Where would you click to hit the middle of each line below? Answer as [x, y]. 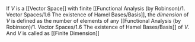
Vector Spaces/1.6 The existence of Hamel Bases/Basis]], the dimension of [97, 15]
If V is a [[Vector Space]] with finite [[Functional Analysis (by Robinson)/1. [96, 8]
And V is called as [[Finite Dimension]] [53, 33]
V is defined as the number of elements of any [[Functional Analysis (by [94, 21]
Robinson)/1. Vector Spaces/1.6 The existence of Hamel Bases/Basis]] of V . [98, 27]
